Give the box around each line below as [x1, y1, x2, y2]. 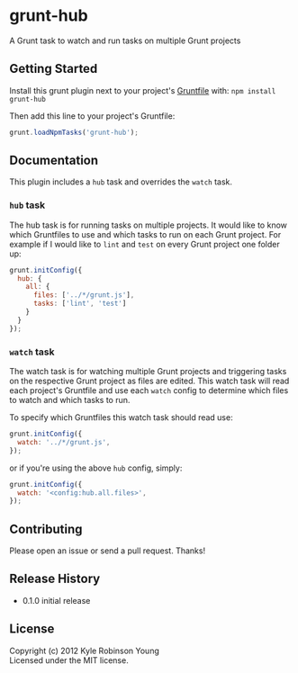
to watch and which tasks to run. [9, 395, 131, 406]
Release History [9, 571, 101, 587]
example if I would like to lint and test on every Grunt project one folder [9, 238, 281, 249]
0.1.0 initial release [22, 595, 91, 606]
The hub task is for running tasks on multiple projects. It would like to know [9, 220, 288, 230]
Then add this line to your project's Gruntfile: [9, 110, 176, 121]
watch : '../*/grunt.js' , [17, 437, 111, 446]
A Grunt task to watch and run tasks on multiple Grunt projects [9, 35, 241, 46]
